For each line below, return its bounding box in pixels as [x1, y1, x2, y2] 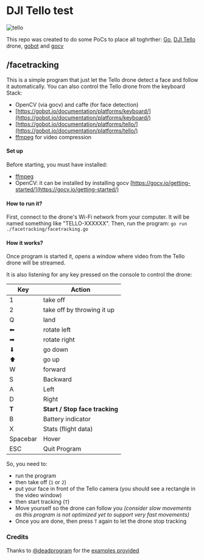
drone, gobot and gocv [6, 42, 64, 49]
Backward [43, 375, 72, 384]
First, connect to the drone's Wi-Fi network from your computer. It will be [6, 213, 190, 220]
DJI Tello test [6, 4, 74, 18]
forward [43, 365, 66, 374]
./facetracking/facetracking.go [6, 227, 88, 233]
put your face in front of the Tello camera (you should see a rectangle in [15, 485, 196, 492]
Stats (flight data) [43, 425, 93, 434]
